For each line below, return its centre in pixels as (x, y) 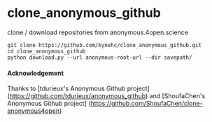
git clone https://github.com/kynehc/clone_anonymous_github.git (104, 45)
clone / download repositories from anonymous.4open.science (98, 32)
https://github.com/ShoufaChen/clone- (147, 104)
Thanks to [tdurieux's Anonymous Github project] (79, 88)
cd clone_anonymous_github (47, 51)
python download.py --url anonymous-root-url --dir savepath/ (100, 57)
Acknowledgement (36, 73)
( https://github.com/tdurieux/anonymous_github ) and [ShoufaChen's (106, 96)
